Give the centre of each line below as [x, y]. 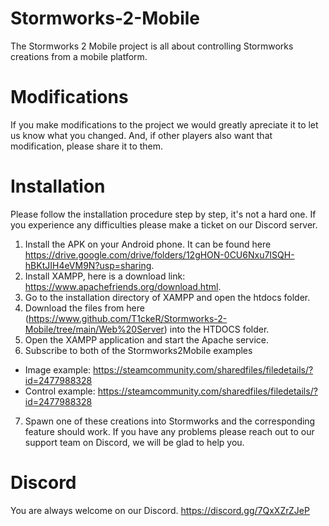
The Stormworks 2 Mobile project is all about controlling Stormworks [152, 46]
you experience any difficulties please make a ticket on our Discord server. [164, 224]
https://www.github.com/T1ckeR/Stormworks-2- [128, 318]
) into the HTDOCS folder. [216, 329]
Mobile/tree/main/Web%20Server [94, 329]
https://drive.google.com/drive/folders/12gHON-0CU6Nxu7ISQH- [159, 254]
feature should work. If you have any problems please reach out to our [169, 431]
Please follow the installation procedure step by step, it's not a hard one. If [163, 214]
